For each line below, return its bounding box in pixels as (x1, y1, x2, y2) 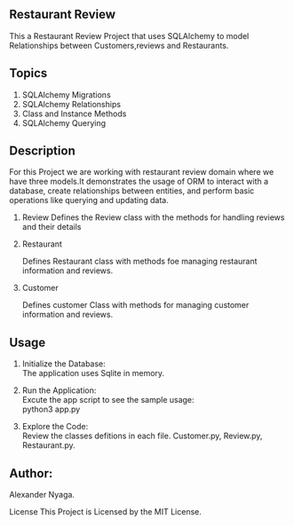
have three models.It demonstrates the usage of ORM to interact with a (9, 177, 269, 187)
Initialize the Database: (21, 358, 107, 369)
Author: (9, 466, 53, 481)
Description (9, 144, 75, 159)
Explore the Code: (21, 421, 89, 432)
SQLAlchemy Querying (21, 117, 107, 128)
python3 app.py (21, 404, 81, 415)
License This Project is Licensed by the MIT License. (9, 506, 202, 517)
